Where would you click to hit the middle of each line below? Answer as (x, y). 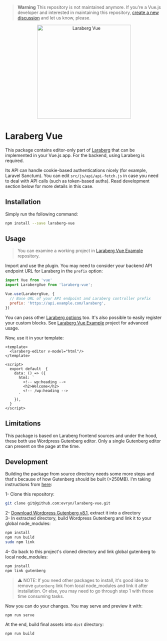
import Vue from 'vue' (29, 280)
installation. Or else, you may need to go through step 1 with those (85, 591)
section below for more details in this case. (49, 186)
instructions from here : (29, 484)
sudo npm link (20, 542)
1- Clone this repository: (30, 494)
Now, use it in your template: (34, 337)
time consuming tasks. (40, 596)
